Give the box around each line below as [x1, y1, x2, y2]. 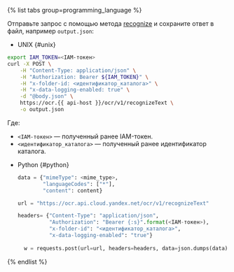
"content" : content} [43, 187, 103, 194]
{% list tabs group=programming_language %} [7, 6, 142, 14]
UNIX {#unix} [17, 41, 56, 48]
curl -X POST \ [7, 60, 52, 67]
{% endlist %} [7, 257, 48, 266]
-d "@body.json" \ [20, 93, 74, 100]
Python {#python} [17, 160, 69, 169]
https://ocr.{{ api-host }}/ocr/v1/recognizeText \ [20, 99, 174, 107]
